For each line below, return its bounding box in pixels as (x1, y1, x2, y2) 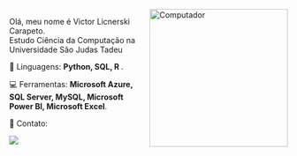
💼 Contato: (9, 118, 49, 129)
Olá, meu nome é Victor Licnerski (9, 17, 131, 26)
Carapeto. (9, 26, 46, 36)
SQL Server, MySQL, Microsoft (9, 92, 124, 102)
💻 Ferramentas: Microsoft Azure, (9, 79, 133, 89)
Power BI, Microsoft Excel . (9, 101, 108, 111)
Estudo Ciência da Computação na (9, 35, 135, 45)
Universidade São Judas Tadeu (9, 44, 124, 55)
